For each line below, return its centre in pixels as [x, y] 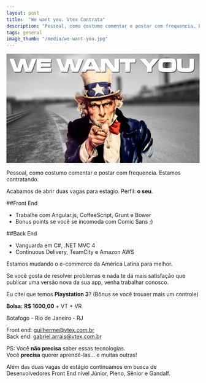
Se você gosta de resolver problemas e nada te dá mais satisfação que [96, 276]
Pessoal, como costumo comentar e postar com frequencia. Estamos [93, 173]
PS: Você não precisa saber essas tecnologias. [66, 349]
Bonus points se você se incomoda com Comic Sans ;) [84, 222]
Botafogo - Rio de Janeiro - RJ [45, 318]
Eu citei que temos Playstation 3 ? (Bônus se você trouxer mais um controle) [103, 294]
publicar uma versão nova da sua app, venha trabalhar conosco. [88, 282]
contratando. [23, 180]
